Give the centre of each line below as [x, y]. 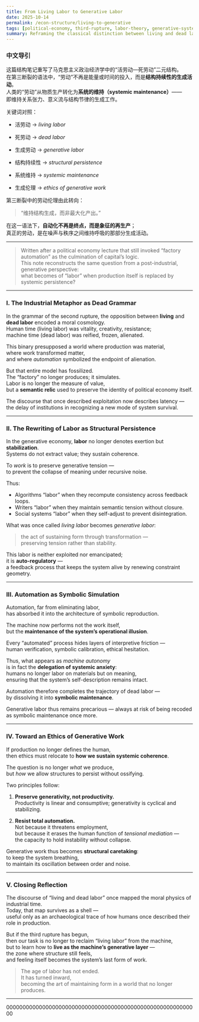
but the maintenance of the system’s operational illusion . [77, 632]
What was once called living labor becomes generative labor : [81, 525]
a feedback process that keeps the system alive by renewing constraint [93, 567]
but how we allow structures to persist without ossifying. [75, 774]
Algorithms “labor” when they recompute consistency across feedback [101, 495]
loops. [22, 501]
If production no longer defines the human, [58, 749]
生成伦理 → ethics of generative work [60, 188]
